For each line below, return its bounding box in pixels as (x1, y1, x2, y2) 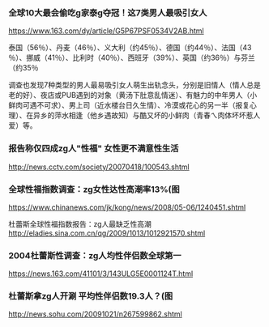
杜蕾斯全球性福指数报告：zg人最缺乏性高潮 (8, 219, 152, 228)
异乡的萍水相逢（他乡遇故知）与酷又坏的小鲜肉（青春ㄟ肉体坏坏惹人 (32, 111, 261, 121)
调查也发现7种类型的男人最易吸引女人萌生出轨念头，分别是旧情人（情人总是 (8, 80, 261, 90)
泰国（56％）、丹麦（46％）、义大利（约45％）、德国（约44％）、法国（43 (8, 43, 252, 53)
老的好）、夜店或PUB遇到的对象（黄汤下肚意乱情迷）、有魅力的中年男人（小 (8, 91, 258, 100)
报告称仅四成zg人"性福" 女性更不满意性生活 (8, 143, 179, 155)
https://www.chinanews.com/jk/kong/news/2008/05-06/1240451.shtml (8, 202, 246, 212)
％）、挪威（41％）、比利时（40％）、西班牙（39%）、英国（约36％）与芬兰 (8, 53, 255, 62)
